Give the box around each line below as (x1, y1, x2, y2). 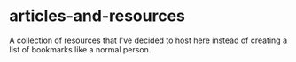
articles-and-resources (9, 6, 186, 26)
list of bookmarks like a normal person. (9, 44, 152, 54)
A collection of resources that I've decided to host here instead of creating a (9, 35, 288, 45)
